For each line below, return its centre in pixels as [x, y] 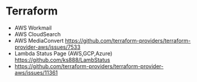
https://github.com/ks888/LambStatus [62, 60]
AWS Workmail [33, 28]
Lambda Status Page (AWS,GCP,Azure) [63, 53]
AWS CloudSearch [38, 34]
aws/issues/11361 [36, 72]
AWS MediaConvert [39, 40]
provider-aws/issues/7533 [47, 47]
